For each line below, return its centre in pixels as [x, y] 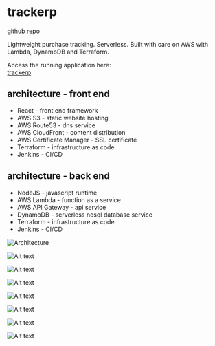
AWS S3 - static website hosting [63, 118]
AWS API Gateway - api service [61, 207]
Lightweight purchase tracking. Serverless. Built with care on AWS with [108, 44]
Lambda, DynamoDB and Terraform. [58, 52]
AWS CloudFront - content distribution [71, 132]
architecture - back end [58, 176]
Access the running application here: [59, 65]
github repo [23, 31]
